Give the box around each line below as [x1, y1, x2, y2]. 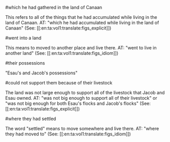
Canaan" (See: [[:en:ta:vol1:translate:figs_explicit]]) [5, 25, 112, 31]
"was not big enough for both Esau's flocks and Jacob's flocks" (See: [5, 100, 151, 106]
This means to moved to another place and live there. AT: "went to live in [5, 45, 157, 50]
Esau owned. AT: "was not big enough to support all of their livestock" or [5, 95, 157, 101]
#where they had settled [5, 116, 56, 122]
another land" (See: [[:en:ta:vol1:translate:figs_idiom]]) [5, 50, 119, 56]
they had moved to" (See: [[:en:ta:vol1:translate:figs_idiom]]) [5, 131, 131, 137]
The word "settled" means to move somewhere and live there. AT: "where [5, 126, 159, 131]
